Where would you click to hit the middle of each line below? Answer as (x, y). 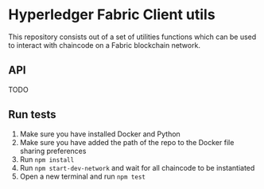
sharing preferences (53, 151)
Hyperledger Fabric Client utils (112, 15)
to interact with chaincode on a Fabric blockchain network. (105, 45)
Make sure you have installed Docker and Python (100, 134)
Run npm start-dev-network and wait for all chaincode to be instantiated (137, 167)
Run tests (32, 114)
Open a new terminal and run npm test (82, 176)
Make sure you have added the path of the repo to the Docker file (127, 142)
